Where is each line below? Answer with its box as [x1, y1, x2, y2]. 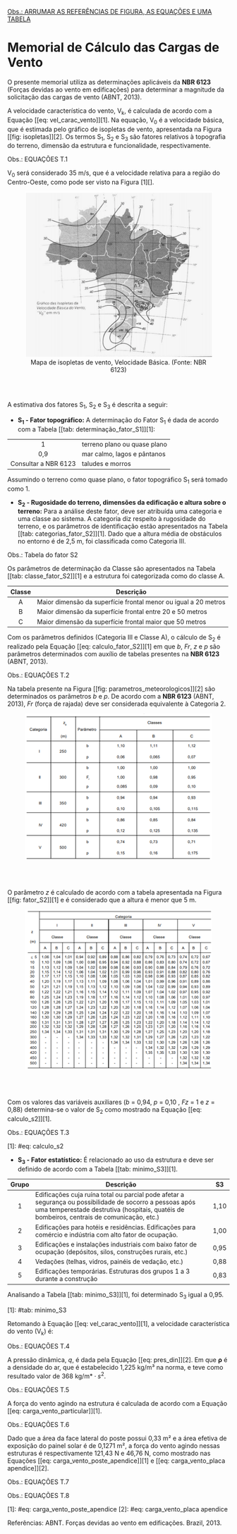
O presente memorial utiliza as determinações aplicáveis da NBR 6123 [7, 78, 212, 86]
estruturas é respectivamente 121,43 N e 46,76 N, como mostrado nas [7, 1449, 211, 1458]
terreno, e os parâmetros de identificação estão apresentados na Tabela [17, 522, 228, 531]
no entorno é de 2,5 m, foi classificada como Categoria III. [17, 537, 186, 546]
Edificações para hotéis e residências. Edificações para [35, 1222, 196, 1231]
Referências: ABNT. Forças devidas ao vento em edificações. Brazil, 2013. [7, 1518, 222, 1527]
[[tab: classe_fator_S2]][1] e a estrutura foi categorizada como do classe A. [7, 572, 225, 580]
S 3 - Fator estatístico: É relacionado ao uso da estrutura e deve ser [17, 1155, 214, 1165]
